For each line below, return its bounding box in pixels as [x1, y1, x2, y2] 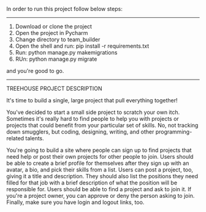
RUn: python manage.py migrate [15, 55, 97, 62]
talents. [25, 135, 44, 142]
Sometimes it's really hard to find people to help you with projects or [6, 115, 179, 122]
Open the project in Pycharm [15, 29, 88, 36]
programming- [155, 128, 193, 135]
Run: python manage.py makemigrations [15, 49, 118, 56]
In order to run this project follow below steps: [6, 6, 123, 12]
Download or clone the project [15, 23, 92, 30]
